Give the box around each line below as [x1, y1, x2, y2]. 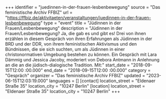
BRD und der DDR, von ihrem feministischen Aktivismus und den [5, 41, 137, 47]
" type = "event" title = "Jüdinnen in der [40, 20, 121, 26]
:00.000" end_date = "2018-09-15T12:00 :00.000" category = [24, 67, 151, 73]
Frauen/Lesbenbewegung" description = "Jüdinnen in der [5, 25, 123, 31]
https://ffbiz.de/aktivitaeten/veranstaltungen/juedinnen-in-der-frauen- [7, 15, 152, 20]
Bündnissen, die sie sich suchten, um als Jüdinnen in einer [5, 47, 125, 52]
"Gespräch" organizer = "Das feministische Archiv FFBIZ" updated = [5, 73, 146, 78]
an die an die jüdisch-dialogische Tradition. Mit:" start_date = [5, 62, 130, 68]
